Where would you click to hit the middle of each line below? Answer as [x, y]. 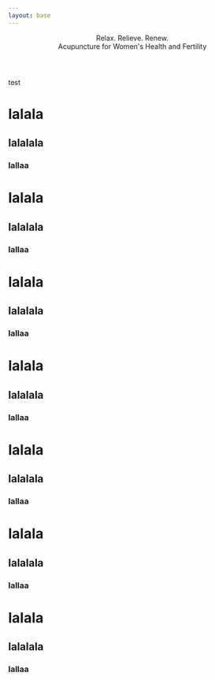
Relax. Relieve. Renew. [132, 38]
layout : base [30, 15]
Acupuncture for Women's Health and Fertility [132, 46]
